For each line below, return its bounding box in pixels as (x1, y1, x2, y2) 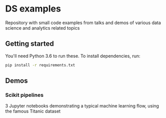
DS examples (5, 3, 61, 15)
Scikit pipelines (5, 91, 44, 98)
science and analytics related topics (5, 25, 80, 31)
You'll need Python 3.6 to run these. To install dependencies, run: (5, 53, 141, 59)
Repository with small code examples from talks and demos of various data (5, 20, 161, 26)
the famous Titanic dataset (5, 108, 61, 114)
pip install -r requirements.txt (5, 62, 75, 68)
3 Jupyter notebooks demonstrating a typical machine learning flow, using (5, 103, 159, 109)
